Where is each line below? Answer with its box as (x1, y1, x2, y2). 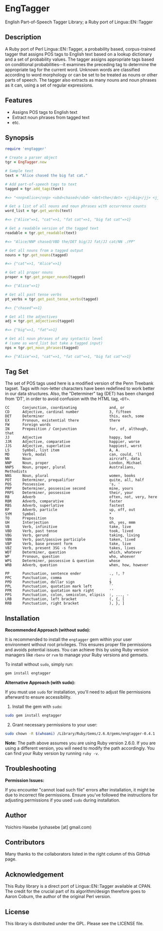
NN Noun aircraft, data (5, 457, 140, 461)
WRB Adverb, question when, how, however (5, 562, 149, 568)
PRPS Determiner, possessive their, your (5, 491, 133, 495)
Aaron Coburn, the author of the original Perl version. (5, 894, 112, 899)
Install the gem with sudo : (12, 703, 63, 710)
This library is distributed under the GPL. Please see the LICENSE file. (5, 920, 144, 926)
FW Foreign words (5, 422, 51, 427)
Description (5, 33, 41, 41)
